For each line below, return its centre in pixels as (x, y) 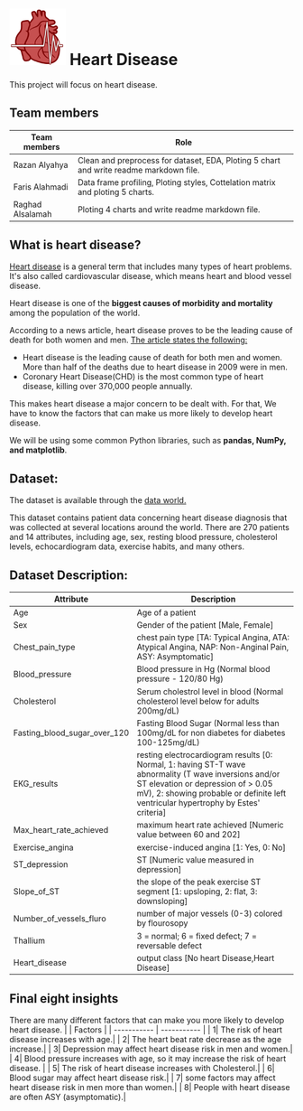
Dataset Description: (69, 575)
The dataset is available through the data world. (98, 500)
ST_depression (41, 864)
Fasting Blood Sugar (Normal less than (208, 723)
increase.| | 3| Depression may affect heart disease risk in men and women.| (151, 1049)
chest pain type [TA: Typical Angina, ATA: (213, 638)
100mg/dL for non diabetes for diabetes (211, 733)
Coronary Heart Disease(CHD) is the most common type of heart (143, 377)
